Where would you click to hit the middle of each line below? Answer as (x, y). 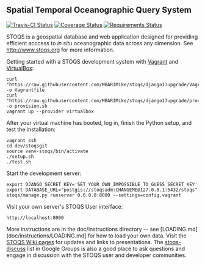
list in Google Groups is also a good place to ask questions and (106, 248)
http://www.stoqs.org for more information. (60, 50)
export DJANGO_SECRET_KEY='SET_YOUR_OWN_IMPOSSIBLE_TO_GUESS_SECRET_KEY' (102, 184)
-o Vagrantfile (26, 90)
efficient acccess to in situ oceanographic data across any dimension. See (100, 43)
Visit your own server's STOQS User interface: (65, 206)
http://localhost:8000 (35, 218)
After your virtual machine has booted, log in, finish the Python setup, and (99, 122)
